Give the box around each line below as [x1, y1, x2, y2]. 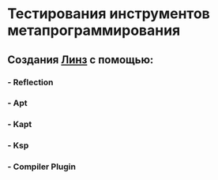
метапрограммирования [7, 21, 181, 39]
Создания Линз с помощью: [7, 53, 154, 66]
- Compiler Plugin [7, 161, 77, 172]
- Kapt [7, 119, 32, 130]
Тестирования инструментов [7, 5, 210, 23]
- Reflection [7, 77, 54, 88]
